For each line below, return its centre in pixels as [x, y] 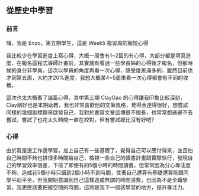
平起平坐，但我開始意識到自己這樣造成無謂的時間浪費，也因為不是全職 [97, 179]
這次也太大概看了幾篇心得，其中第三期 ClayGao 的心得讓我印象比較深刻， [96, 97]
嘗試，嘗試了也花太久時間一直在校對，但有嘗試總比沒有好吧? [80, 119]
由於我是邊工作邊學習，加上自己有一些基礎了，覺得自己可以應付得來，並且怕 [99, 150]
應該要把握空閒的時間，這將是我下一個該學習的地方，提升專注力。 [107, 187]
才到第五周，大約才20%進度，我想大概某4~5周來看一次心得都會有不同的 [95, 77]
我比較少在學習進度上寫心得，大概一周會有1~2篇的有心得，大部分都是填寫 [96, 55]
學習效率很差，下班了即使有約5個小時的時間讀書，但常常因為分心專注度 [104, 165]
